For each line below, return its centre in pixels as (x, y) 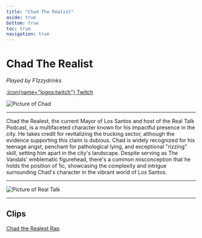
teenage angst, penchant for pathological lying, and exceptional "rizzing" (97, 147)
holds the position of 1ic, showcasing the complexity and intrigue (87, 166)
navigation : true (28, 34)
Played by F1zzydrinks (34, 81)
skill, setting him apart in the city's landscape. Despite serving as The (92, 153)
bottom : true (23, 23)
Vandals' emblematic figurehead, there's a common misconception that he (99, 159)
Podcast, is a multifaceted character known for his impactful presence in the (101, 127)
